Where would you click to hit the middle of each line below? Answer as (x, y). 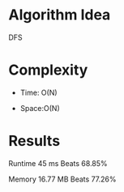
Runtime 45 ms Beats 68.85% (58, 163)
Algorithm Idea (60, 15)
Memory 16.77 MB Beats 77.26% (62, 179)
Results (34, 141)
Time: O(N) (39, 92)
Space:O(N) (40, 108)
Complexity (48, 70)
